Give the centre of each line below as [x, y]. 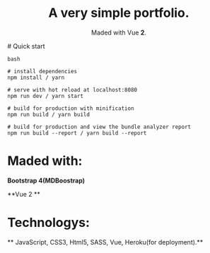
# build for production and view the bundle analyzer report [99, 127]
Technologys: [49, 223]
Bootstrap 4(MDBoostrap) [46, 180]
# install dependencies [42, 71]
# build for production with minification [71, 108]
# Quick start [26, 46]
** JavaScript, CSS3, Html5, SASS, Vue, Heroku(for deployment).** [105, 242]
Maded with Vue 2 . [119, 32]
